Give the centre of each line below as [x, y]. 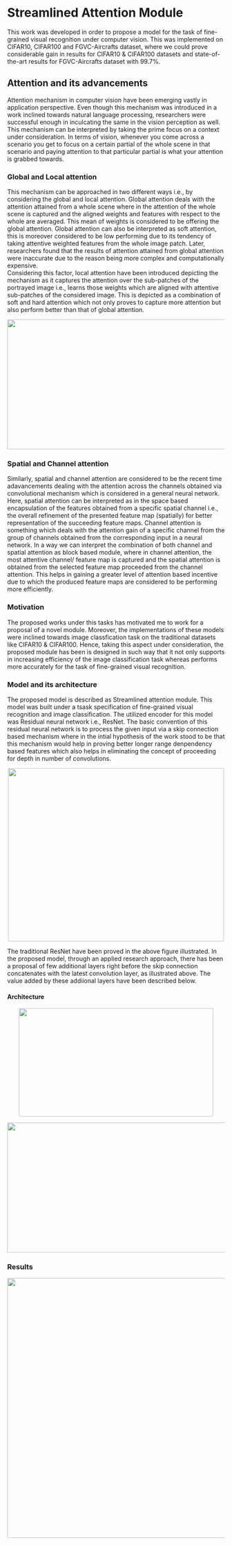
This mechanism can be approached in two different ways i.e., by [100, 192]
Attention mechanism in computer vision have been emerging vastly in [107, 100]
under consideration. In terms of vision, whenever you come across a [106, 137]
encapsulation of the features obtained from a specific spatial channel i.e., [113, 508]
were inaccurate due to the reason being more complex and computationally [116, 259]
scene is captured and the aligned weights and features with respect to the [114, 214]
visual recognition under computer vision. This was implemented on [127, 39]
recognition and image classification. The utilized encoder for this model [110, 714]
